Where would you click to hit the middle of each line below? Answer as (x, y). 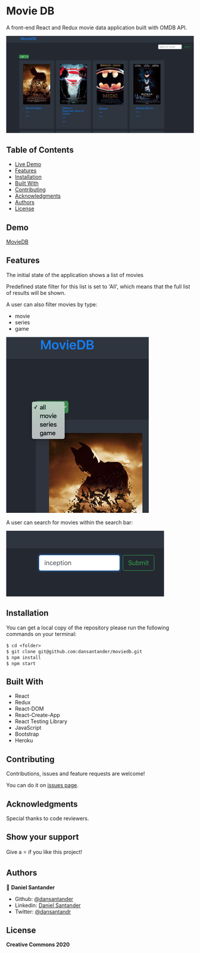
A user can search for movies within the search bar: (70, 522)
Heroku (24, 740)
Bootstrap (27, 734)
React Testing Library (41, 721)
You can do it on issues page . (42, 785)
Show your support (43, 837)
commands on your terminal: (41, 634)
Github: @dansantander (44, 899)
